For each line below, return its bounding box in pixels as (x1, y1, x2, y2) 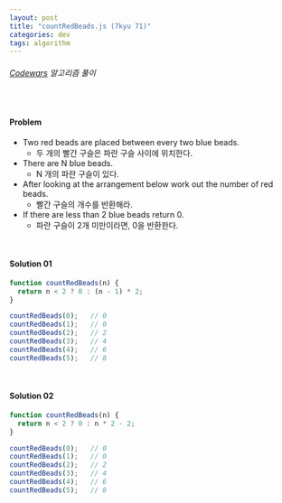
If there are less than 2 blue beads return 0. (22, 209, 184, 219)
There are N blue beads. (22, 157, 113, 168)
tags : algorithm (9, 38, 70, 48)
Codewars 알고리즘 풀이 (9, 67, 97, 78)
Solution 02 (9, 390, 54, 402)
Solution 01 (9, 258, 52, 269)
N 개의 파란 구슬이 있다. (35, 168, 119, 179)
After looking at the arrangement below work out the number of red (22, 178, 274, 190)
